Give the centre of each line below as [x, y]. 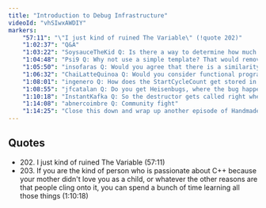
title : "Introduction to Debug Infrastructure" [88, 15]
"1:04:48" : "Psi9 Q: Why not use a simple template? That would [131, 60]
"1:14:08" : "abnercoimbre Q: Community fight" [101, 104]
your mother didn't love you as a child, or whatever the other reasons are [139, 179]
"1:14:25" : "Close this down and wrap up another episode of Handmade [141, 112]
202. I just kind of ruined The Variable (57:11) [92, 162]
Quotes [27, 143]
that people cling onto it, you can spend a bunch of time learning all [129, 187]
